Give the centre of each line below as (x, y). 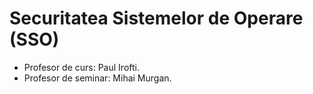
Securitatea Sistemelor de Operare (156, 18)
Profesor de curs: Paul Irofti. (81, 67)
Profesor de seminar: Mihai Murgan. (97, 78)
